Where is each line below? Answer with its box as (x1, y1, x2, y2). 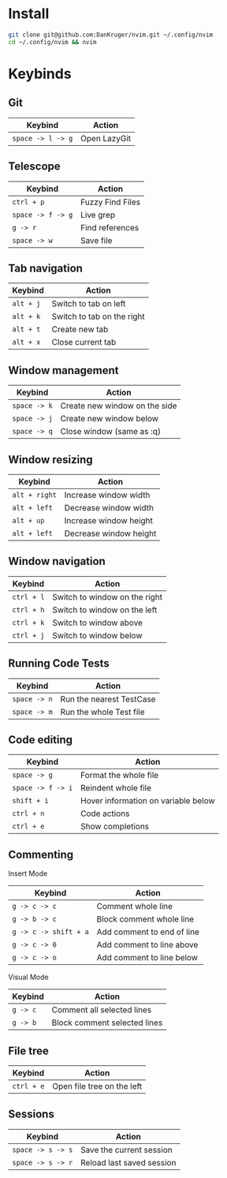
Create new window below (60, 413, 159, 424)
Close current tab (51, 337, 117, 348)
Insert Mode (8, 869, 48, 878)
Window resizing (8, 453, 93, 466)
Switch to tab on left (51, 298, 126, 309)
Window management (8, 364, 120, 377)
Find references (80, 222, 140, 233)
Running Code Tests (8, 656, 110, 671)
